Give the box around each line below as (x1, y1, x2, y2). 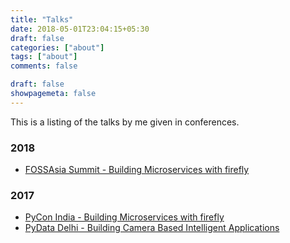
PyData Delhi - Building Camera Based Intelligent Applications (24, 222, 280, 234)
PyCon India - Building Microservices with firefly (24, 211, 225, 223)
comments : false (10, 61, 78, 71)
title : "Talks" (10, 14, 74, 25)
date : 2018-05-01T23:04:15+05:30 (10, 24, 150, 34)
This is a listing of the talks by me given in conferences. (10, 116, 240, 128)
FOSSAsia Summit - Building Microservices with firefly (24, 164, 250, 176)
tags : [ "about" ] (10, 52, 78, 62)
